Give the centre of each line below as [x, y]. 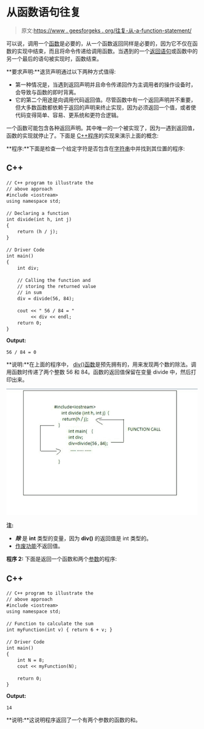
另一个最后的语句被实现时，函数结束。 [54, 58]
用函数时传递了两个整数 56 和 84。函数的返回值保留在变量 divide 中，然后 [99, 372]
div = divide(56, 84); [46, 298]
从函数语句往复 [44, 12]
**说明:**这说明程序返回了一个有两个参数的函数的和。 [74, 720]
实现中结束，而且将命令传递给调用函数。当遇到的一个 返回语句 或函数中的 [107, 51]
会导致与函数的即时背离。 [47, 92]
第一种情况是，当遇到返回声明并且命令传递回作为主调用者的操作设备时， [105, 84]
